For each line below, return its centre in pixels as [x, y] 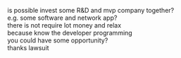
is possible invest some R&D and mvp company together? [91, 10]
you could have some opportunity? [58, 40]
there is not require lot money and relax [64, 25]
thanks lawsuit [28, 48]
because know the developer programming [70, 33]
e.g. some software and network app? [62, 18]
